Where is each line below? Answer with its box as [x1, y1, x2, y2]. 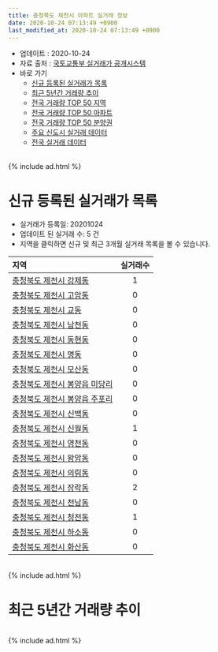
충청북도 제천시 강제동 [12, 275, 89, 287]
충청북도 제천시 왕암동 [12, 453, 89, 464]
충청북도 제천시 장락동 [12, 482, 89, 493]
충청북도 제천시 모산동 [12, 364, 89, 375]
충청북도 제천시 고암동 [12, 290, 89, 301]
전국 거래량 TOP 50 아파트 [31, 108, 113, 118]
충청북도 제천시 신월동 [12, 423, 89, 434]
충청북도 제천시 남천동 [12, 320, 89, 331]
